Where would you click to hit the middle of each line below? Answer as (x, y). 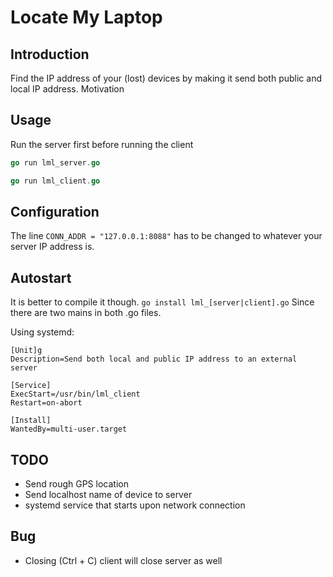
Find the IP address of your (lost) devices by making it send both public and (166, 78)
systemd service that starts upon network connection (135, 505)
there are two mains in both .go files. (86, 313)
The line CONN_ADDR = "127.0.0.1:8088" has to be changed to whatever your (166, 236)
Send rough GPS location (76, 484)
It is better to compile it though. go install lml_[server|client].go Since (162, 302)
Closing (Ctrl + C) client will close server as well (123, 560)
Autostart (41, 277)
